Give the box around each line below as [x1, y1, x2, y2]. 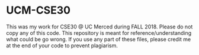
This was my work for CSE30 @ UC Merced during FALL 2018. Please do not [6, 23, 193, 30]
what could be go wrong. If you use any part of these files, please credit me [6, 35, 191, 43]
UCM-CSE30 [6, 4, 71, 17]
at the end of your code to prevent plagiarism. [6, 42, 118, 49]
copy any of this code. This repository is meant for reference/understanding [6, 29, 192, 36]
